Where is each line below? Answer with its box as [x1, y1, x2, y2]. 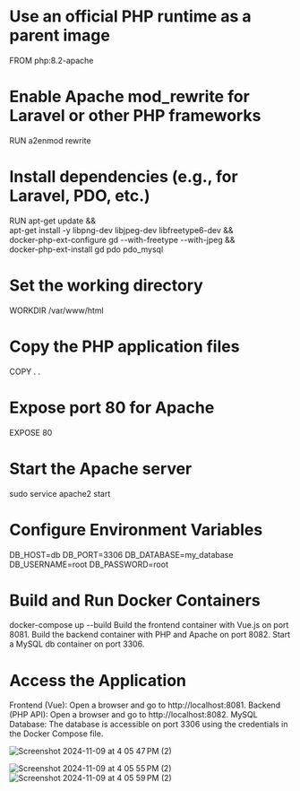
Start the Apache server [9, 458, 193, 479]
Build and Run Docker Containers [9, 590, 261, 611]
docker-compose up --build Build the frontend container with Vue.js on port [9, 620, 289, 630]
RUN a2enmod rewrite [9, 135, 91, 145]
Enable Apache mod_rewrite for [9, 87, 251, 107]
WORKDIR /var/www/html [9, 305, 105, 316]
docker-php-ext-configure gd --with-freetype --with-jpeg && [9, 234, 236, 245]
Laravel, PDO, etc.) [9, 186, 150, 206]
